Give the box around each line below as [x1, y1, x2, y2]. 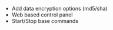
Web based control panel [11, 11, 73, 18]
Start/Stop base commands [11, 18, 78, 24]
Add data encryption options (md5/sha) [11, 5, 108, 12]
